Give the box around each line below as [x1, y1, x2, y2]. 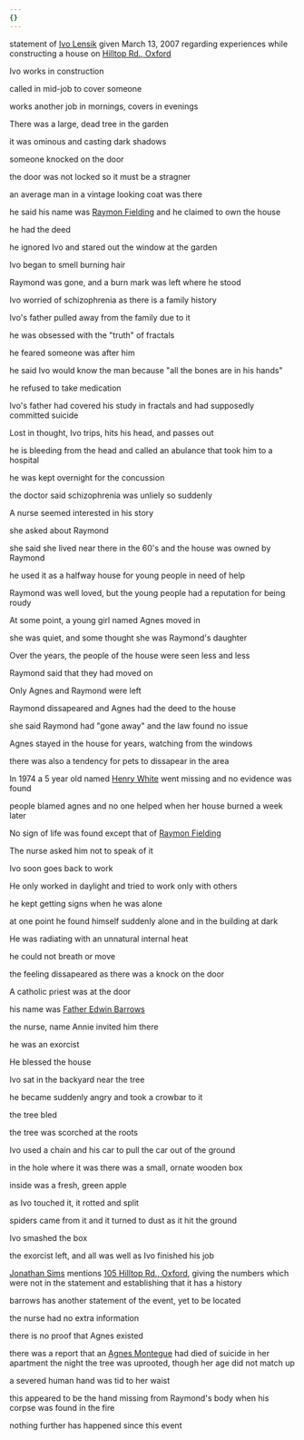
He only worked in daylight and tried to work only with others [9, 880, 238, 891]
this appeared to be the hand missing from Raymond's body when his [9, 1392, 270, 1404]
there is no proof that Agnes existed [9, 1330, 143, 1341]
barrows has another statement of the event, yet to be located [9, 1295, 241, 1306]
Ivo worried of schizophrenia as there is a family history [9, 294, 218, 305]
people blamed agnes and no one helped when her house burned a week [9, 800, 283, 811]
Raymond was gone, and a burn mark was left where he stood [9, 276, 242, 287]
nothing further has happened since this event [9, 1419, 182, 1431]
